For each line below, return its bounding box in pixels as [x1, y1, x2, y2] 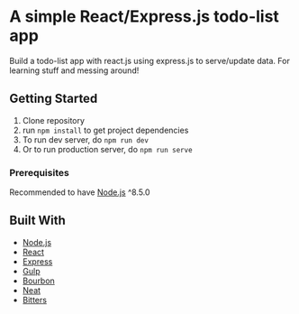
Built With [9, 213, 66, 228]
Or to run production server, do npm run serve [22, 143, 193, 154]
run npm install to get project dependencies [22, 125, 189, 135]
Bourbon [22, 275, 56, 286]
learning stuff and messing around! [9, 65, 140, 76]
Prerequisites [9, 166, 69, 179]
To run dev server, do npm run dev [22, 134, 149, 145]
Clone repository [22, 115, 86, 125]
